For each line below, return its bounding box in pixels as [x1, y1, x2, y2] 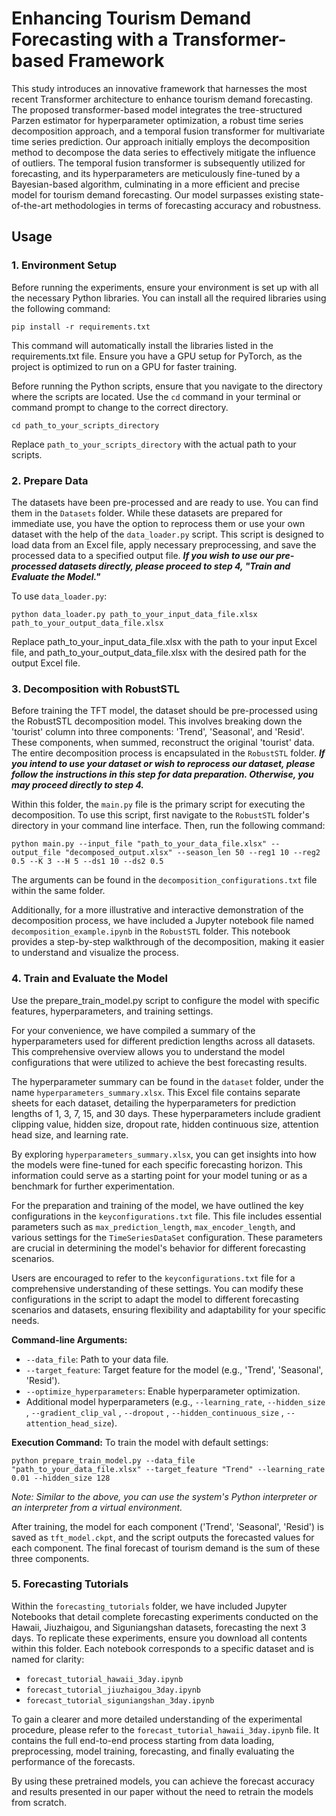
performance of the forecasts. [11, 1755, 136, 1767]
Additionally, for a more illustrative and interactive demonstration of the [11, 904, 304, 916]
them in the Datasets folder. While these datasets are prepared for [11, 507, 283, 519]
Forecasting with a [11, 28, 169, 51]
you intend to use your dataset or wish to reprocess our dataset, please [11, 758, 316, 770]
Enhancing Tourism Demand [11, 7, 252, 30]
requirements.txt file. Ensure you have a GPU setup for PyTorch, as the [11, 350, 303, 362]
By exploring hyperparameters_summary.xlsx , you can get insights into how [11, 1148, 317, 1160]
